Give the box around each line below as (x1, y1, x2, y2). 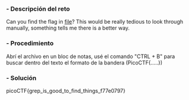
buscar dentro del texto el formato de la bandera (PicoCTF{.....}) (6, 59, 163, 66)
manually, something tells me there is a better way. (6, 24, 130, 31)
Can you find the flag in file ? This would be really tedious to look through (6, 18, 184, 25)
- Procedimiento (6, 39, 54, 47)
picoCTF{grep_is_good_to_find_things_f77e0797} (6, 87, 126, 94)
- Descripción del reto (6, 5, 70, 13)
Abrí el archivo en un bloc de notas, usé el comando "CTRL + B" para (6, 53, 175, 60)
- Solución (6, 73, 37, 82)
